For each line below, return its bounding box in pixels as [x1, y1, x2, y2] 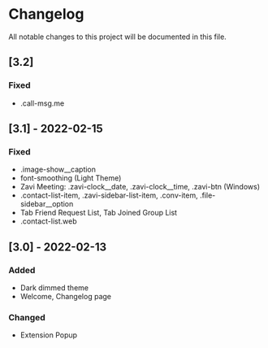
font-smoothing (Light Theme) [19, 173, 122, 183]
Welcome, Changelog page [19, 292, 112, 301]
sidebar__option [19, 199, 74, 209]
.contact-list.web [19, 216, 77, 226]
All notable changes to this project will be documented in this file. [8, 32, 227, 41]
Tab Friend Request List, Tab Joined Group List [19, 208, 177, 218]
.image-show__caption [19, 164, 96, 175]
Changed [8, 311, 46, 323]
